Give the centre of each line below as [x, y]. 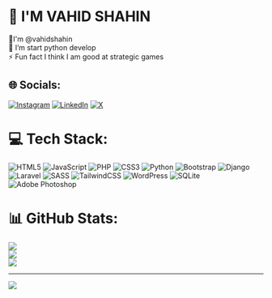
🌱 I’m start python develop [52, 47]
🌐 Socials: [35, 85]
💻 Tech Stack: [58, 139]
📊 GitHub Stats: [64, 218]
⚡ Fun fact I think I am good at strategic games [86, 57]
